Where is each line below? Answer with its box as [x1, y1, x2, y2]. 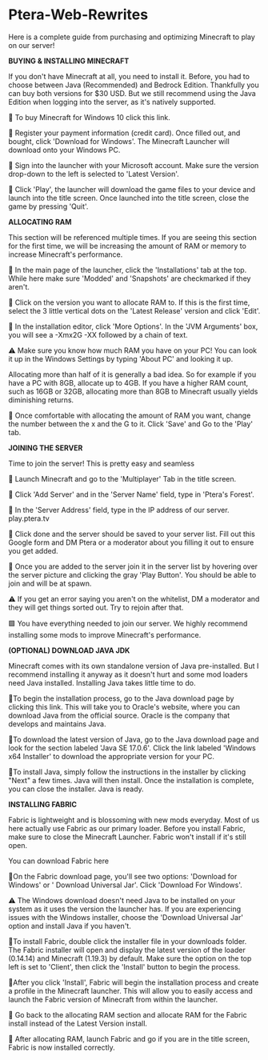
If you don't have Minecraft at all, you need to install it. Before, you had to [8, 71, 250, 81]
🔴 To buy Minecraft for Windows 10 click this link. [8, 112, 170, 122]
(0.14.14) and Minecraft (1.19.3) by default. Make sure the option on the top [8, 954, 252, 963]
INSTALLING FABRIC [8, 799, 78, 809]
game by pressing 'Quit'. [8, 202, 89, 211]
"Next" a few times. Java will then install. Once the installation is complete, [8, 775, 254, 785]
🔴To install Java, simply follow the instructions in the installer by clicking [8, 766, 246, 777]
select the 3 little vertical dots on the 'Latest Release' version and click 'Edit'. [8, 306, 261, 315]
